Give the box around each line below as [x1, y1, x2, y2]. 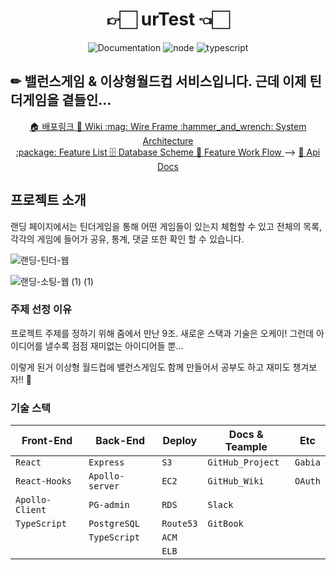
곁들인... [61, 92, 112, 109]
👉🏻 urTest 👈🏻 [106, 8, 230, 31]
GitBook [207, 518, 244, 530]
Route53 [161, 518, 198, 530]
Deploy [162, 434, 198, 448]
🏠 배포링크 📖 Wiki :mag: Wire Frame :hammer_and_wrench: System [29, 120, 307, 132]
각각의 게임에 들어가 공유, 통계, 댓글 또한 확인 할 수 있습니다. [10, 233, 245, 245]
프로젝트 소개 [10, 192, 87, 209]
